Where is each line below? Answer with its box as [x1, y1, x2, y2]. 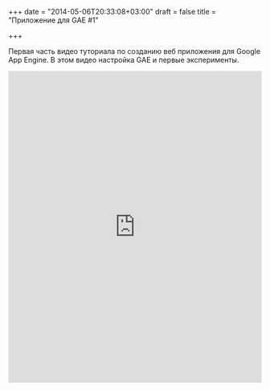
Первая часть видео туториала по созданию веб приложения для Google [8, 47, 261, 55]
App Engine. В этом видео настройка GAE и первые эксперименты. [8, 55, 239, 64]
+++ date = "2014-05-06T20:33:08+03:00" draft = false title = [8, 7, 217, 16]
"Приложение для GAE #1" [8, 15, 99, 25]
